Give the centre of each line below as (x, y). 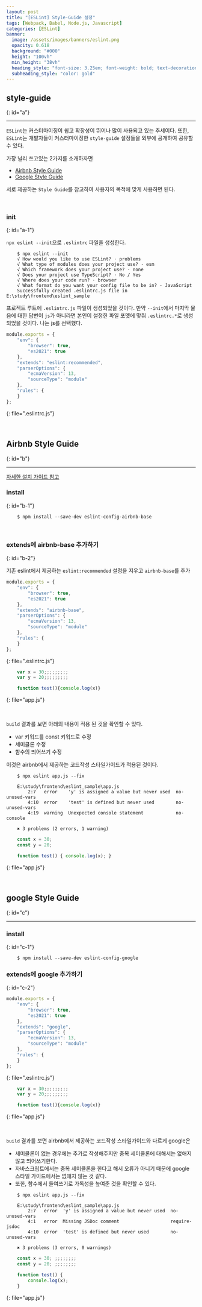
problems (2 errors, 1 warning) (69, 829)
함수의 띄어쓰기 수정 (38, 752)
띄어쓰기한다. (41, 1161)
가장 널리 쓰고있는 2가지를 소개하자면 (50, 159)
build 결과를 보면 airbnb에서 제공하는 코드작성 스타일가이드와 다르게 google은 (98, 1141)
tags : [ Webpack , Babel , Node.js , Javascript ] (64, 23)
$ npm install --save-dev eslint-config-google (78, 958)
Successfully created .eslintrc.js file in (72, 291)
